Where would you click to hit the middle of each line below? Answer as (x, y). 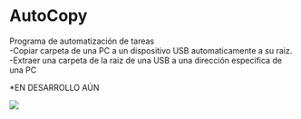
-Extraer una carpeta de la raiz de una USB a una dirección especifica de (146, 60)
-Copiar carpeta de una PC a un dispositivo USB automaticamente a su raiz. (151, 50)
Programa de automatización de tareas (82, 41)
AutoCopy (49, 16)
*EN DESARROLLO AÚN (54, 87)
